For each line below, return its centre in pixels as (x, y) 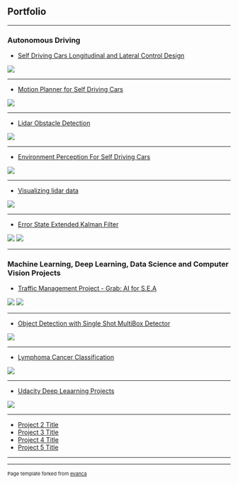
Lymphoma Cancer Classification (66, 357)
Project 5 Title (38, 448)
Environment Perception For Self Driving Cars (84, 157)
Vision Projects (34, 273)
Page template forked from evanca (47, 474)
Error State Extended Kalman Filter (68, 225)
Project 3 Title (38, 432)
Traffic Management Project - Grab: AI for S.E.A (87, 289)
